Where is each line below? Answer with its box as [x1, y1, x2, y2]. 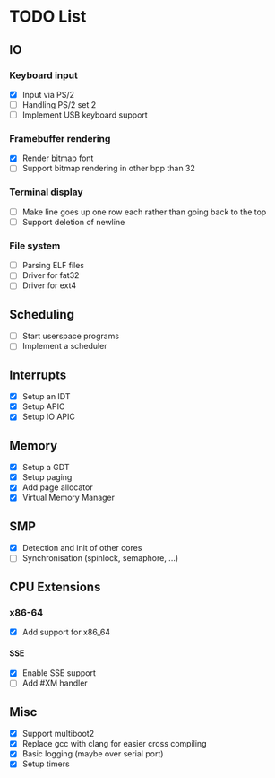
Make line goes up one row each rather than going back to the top [21, 206, 267, 217]
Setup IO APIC [21, 411, 76, 423]
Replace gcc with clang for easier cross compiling [21, 739, 207, 749]
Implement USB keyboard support [21, 109, 148, 120]
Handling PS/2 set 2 [21, 99, 97, 109]
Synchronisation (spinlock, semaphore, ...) [21, 553, 179, 564]
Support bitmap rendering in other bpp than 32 [21, 163, 195, 174]
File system [9, 240, 61, 252]
